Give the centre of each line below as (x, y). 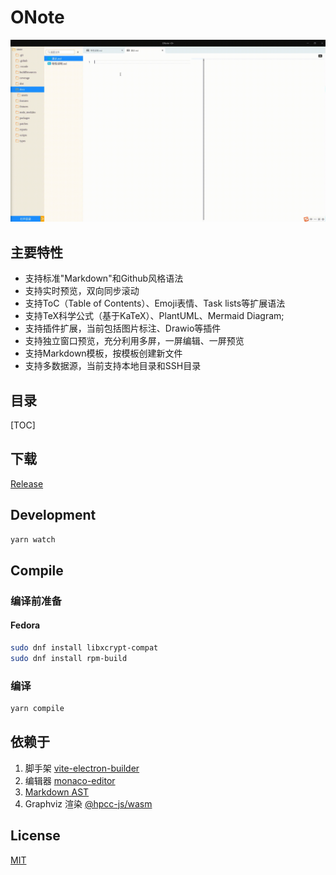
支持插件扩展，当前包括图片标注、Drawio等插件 (123, 328)
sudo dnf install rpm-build (69, 658)
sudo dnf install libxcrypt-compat (84, 647)
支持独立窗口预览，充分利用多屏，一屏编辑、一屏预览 (134, 341)
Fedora (25, 625)
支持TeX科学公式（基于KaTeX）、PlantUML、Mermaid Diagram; (154, 316)
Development (53, 515)
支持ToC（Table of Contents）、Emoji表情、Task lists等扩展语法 (155, 303)
